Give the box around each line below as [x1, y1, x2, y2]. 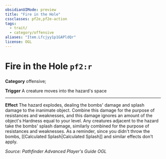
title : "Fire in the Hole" [5, 12, 61, 17]
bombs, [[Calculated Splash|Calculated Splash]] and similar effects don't [5, 133, 153, 139]
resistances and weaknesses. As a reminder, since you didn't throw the [5, 128, 150, 134]
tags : [5, 21, 16, 26]
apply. [5, 139, 18, 145]
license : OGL [5, 40, 32, 44]
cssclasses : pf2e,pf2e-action [5, 16, 68, 21]
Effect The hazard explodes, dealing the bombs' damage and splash [5, 102, 145, 108]
